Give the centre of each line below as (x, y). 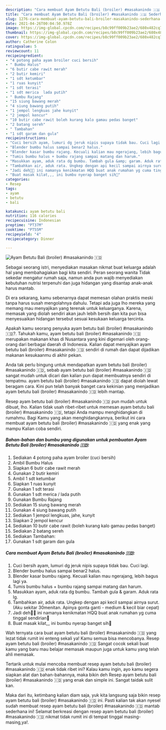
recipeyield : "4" (23, 234)
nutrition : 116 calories (31, 216)
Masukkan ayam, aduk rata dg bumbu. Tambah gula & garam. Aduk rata (85, 592)
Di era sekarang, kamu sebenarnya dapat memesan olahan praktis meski (79, 298)
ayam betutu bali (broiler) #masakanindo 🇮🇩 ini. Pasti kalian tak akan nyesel (83, 700)
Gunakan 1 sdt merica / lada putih (47, 495)
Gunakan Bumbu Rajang (37, 499)
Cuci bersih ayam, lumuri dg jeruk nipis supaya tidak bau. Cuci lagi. (81, 566)
